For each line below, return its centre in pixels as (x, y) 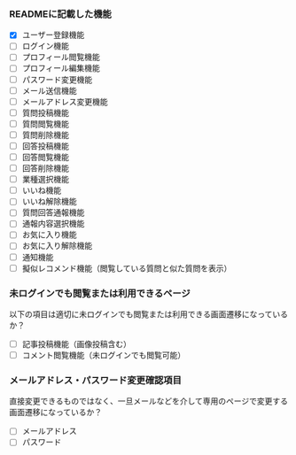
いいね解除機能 (49, 202)
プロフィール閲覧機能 (61, 57)
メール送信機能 (49, 90)
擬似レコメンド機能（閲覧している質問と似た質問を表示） (127, 268)
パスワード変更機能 (57, 79)
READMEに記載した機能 (61, 13)
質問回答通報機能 (53, 212)
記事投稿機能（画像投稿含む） (76, 343)
